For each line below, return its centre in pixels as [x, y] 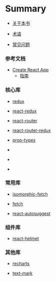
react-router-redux [31, 130]
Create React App [30, 70]
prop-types [24, 140]
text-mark [23, 273]
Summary [26, 9]
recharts [21, 263]
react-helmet [26, 238]
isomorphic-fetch [30, 194]
